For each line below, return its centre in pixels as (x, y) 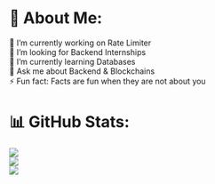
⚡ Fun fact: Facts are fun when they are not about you (107, 81)
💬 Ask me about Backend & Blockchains (82, 71)
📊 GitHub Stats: (70, 122)
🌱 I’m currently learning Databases (72, 61)
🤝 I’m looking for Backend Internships (78, 52)
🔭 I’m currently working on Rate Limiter (80, 43)
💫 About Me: (56, 18)
